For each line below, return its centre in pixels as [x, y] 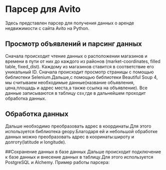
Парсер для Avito [43, 9]
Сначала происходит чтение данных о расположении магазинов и [76, 56]
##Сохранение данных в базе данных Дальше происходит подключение [83, 152]
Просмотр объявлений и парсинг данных [74, 44]
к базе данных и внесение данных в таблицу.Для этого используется [79, 157]
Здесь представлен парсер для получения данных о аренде [69, 23]
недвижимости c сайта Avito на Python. [47, 28]
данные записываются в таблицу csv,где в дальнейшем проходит [75, 93]
